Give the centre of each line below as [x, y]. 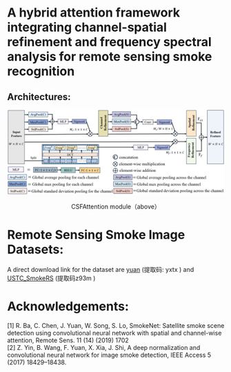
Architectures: [39, 97]
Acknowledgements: [68, 306]
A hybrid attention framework [94, 13]
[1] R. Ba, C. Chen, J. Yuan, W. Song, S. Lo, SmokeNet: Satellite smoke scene [116, 325]
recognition [41, 71]
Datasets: [36, 249]
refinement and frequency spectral [109, 42]
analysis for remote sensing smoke [110, 57]
